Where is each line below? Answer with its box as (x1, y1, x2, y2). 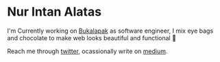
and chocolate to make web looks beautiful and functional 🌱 (7, 33, 177, 42)
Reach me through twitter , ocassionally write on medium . (7, 47, 168, 55)
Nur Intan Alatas (7, 4, 101, 20)
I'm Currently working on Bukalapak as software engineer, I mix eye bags (7, 27, 214, 35)
